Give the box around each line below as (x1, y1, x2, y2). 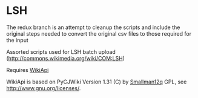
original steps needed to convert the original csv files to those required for (6, 30, 192, 37)
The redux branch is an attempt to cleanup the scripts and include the (6, 24, 180, 31)
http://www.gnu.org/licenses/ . (6, 84, 81, 91)
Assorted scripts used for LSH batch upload (6, 48, 116, 55)
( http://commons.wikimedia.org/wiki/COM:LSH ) (6, 54, 125, 62)
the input (6, 36, 29, 44)
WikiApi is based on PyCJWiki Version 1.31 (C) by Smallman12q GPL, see (6, 78, 187, 85)
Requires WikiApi (6, 66, 49, 73)
